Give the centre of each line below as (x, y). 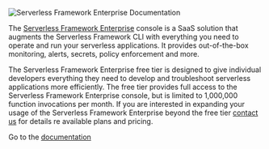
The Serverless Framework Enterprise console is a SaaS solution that (123, 28)
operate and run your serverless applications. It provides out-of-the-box (128, 45)
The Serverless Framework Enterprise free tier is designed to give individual (135, 70)
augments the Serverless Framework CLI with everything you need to (124, 37)
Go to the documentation (50, 137)
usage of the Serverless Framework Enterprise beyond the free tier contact (133, 113)
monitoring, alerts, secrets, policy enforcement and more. (104, 54)
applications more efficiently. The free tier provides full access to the (123, 87)
